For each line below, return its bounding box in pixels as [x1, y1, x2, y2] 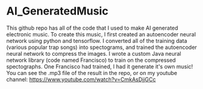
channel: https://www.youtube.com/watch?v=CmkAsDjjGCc [6, 76, 156, 83]
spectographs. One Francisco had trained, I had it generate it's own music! [6, 62, 193, 70]
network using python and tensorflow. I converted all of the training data [6, 37, 187, 44]
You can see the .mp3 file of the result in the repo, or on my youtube [6, 69, 177, 76]
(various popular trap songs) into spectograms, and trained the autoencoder [6, 44, 198, 51]
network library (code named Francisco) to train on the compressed [6, 56, 176, 64]
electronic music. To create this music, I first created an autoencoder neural [6, 30, 196, 38]
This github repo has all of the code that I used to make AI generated [6, 24, 178, 31]
